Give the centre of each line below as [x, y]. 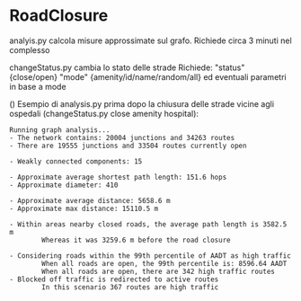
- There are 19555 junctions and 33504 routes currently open [128, 146]
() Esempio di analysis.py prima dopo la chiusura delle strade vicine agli [142, 103]
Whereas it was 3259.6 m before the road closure [136, 240]
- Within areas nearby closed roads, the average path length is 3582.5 [148, 224]
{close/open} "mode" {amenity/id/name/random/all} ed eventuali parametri [148, 76]
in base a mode [38, 86]
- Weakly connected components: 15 [76, 161]
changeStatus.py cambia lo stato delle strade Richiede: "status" [127, 67]
